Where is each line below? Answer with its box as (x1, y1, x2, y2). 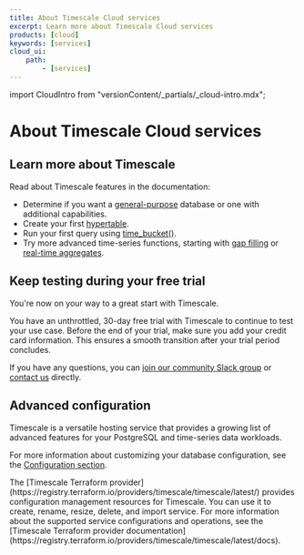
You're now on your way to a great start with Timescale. (9, 298, 219, 308)
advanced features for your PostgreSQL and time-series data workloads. (9, 431, 282, 442)
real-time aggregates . (22, 247, 105, 257)
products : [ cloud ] (9, 30, 79, 39)
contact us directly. (9, 371, 82, 382)
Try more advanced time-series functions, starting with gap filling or (22, 237, 279, 248)
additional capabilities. (22, 208, 107, 219)
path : (25, 55, 47, 65)
